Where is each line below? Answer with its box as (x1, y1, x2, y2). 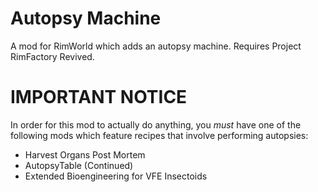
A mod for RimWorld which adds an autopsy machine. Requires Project (10, 40, 302, 52)
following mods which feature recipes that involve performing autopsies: (10, 129, 309, 141)
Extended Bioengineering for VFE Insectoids (24, 170, 208, 182)
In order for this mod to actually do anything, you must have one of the (10, 118, 302, 131)
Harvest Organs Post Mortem (24, 148, 146, 161)
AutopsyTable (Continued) (24, 159, 134, 171)
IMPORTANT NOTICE (10, 86, 188, 109)
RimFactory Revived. (10, 50, 95, 62)
